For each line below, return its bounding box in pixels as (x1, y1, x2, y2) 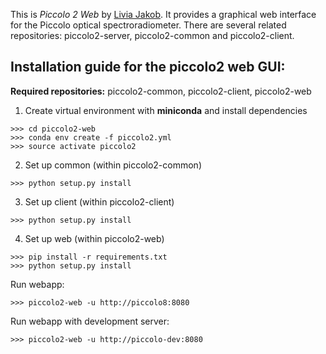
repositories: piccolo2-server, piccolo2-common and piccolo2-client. (10, 30, 295, 41)
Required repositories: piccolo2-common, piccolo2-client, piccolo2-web (10, 85, 312, 97)
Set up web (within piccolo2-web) (24, 232, 165, 244)
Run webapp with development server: (10, 315, 170, 327)
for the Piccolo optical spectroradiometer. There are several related (10, 19, 287, 31)
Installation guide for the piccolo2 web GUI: (10, 59, 286, 76)
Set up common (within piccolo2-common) (24, 159, 202, 171)
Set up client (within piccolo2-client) (24, 195, 175, 208)
